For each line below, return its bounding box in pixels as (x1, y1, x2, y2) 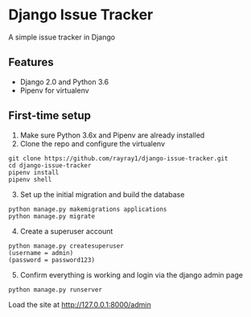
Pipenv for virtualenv (19, 85, 90, 95)
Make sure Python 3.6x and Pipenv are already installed (19, 130, 205, 140)
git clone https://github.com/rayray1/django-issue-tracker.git (8, 154, 228, 163)
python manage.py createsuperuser (8, 241, 125, 250)
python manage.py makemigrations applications (8, 205, 167, 213)
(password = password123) (8, 256, 95, 264)
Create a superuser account (19, 226, 113, 236)
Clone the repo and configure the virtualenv (19, 138, 166, 148)
